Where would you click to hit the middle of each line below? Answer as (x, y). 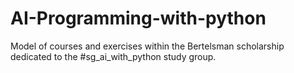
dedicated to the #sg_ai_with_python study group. (113, 56)
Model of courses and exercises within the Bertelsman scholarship (147, 46)
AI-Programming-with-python (138, 18)
